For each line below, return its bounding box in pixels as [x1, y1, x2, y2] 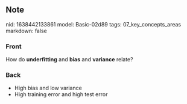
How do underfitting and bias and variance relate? [5, 56, 133, 63]
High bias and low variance [14, 84, 82, 92]
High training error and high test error [14, 91, 108, 98]
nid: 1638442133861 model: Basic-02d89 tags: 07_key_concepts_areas [5, 20, 182, 28]
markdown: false [5, 27, 48, 34]
